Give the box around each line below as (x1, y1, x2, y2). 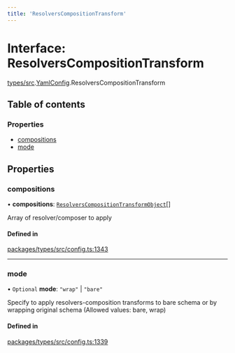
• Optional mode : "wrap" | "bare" (7, 284, 103, 294)
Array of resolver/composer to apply (7, 213, 112, 222)
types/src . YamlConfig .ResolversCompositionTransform (7, 78, 166, 87)
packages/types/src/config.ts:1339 (7, 337, 108, 346)
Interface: (7, 40, 66, 56)
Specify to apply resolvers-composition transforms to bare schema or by (7, 298, 218, 307)
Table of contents (7, 99, 85, 110)
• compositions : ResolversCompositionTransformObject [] (7, 200, 171, 208)
